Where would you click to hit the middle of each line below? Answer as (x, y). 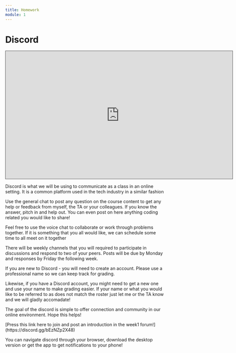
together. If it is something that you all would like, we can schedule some (81, 233)
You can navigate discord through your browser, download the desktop (79, 340)
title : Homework (22, 10)
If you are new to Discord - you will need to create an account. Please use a (84, 269)
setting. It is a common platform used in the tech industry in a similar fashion (84, 192)
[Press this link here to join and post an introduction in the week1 (72, 325)
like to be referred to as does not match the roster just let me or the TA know (84, 294)
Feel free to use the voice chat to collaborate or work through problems (79, 227)
